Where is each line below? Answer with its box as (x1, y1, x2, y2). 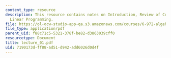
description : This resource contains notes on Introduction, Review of (5, 12, 160, 17)
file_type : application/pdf (5, 26, 65, 31)
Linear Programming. (10, 17, 53, 22)
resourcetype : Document (5, 36, 56, 41)
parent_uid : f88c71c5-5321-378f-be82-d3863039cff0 (5, 31, 115, 36)
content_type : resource (5, 7, 56, 13)
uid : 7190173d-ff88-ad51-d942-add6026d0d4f (5, 45, 99, 50)
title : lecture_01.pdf (5, 40, 53, 45)
